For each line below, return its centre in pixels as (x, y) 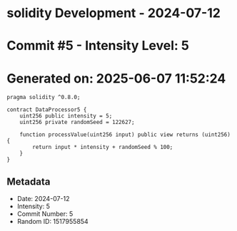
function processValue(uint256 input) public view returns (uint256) (125, 135)
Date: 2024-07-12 (43, 199)
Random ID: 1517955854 (52, 222)
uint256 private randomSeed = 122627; (77, 123)
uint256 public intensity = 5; (66, 116)
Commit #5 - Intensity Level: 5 (98, 46)
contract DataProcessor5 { (47, 110)
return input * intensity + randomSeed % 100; (103, 148)
